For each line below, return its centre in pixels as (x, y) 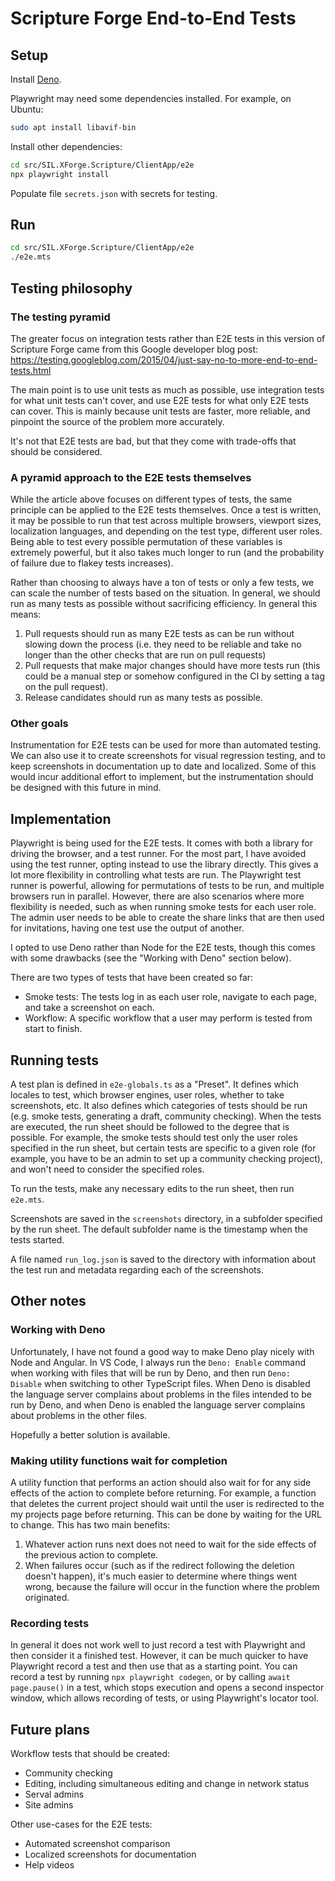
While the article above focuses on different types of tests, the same (151, 499)
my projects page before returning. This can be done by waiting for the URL (166, 1514)
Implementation (61, 818)
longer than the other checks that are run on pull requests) (145, 655)
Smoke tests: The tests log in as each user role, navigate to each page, (171, 997)
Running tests (55, 1060)
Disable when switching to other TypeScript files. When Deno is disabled (160, 1383)
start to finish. (53, 1029)
